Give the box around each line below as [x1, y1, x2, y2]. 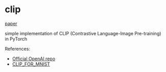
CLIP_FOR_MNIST [12, 61, 51, 67]
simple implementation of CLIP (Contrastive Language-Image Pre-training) [5, 30, 161, 36]
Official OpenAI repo [12, 55, 56, 62]
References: [5, 45, 30, 52]
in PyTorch [5, 36, 28, 42]
